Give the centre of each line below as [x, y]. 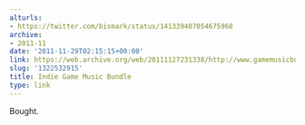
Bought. [24, 111]
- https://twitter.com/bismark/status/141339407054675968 [121, 26]
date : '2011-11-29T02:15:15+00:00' [77, 52]
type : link [30, 85]
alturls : [26, 18]
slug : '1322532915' [46, 69]
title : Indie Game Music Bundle [70, 77]
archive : [26, 34]
